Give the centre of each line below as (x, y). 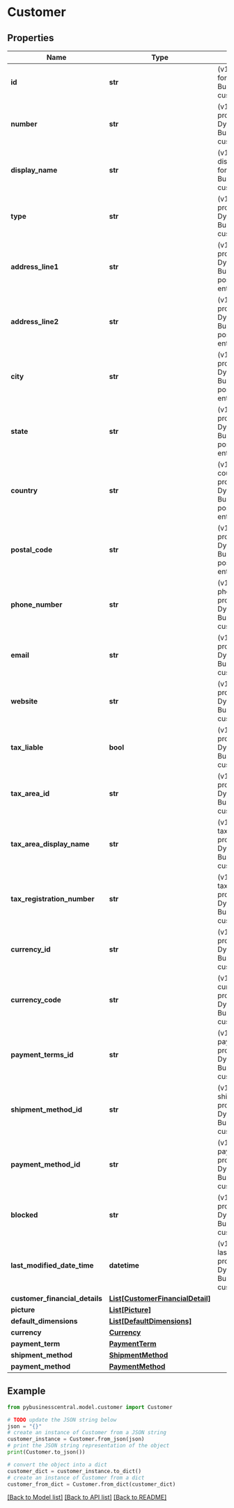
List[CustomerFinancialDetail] (160, 1298)
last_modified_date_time (52, 1265)
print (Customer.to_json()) (46, 1452)
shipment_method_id (46, 1110)
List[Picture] (130, 1310)
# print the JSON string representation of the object (88, 1446)
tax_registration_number (53, 899)
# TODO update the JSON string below (62, 1420)
